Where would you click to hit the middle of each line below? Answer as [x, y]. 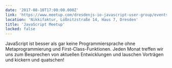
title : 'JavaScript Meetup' [35, 24]
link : [11, 15]
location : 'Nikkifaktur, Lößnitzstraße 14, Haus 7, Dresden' [72, 19]
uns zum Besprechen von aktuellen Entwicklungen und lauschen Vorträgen [84, 55]
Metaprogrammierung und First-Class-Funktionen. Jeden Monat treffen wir [84, 49]
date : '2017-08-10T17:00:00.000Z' [42, 10]
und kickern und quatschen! [35, 60]
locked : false [20, 29]
